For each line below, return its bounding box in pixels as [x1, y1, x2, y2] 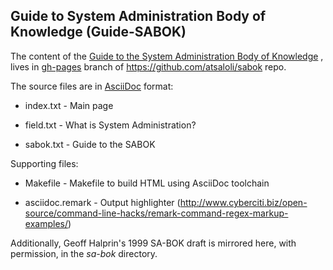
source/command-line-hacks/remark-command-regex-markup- [24, 207, 289, 219]
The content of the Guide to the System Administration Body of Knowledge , [10, 50, 324, 62]
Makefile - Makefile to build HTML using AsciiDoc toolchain [24, 177, 270, 189]
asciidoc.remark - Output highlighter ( [24, 196, 181, 208]
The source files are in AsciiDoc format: [10, 80, 174, 92]
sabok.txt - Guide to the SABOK [24, 138, 156, 150]
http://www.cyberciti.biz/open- [179, 196, 308, 208]
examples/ [24, 217, 68, 229]
